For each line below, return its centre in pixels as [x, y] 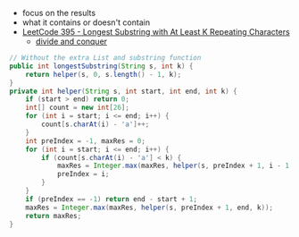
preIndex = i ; [83, 174]
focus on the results [59, 13]
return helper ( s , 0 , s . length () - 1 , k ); [104, 74]
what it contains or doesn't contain [86, 22]
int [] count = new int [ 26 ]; [77, 108]
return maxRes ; [54, 216]
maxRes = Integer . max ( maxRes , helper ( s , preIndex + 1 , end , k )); [149, 207]
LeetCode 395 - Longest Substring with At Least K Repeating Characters [156, 32]
